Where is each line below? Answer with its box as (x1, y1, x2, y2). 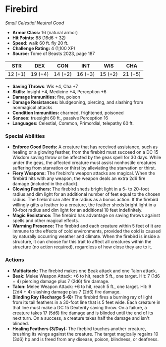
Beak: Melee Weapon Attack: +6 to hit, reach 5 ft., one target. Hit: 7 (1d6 (12, 273, 160, 279)
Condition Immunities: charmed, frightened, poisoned (12, 110, 124, 116)
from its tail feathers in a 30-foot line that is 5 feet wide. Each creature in (12, 299, 161, 305)
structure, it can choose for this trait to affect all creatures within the (12, 239, 152, 245)
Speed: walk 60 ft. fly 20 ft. (12, 40, 69, 46)
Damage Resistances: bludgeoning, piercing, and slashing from (12, 99, 144, 105)
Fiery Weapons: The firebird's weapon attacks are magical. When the (12, 170, 155, 176)
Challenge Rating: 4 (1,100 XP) (12, 45, 75, 51)
